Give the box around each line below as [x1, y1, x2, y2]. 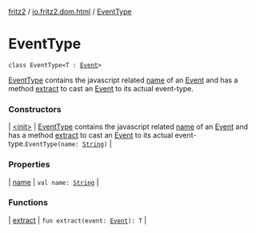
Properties [8, 159, 50, 171]
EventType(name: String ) [25, 140, 108, 149]
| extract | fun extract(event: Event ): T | [8, 215, 147, 225]
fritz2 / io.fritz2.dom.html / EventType [8, 7, 132, 16]
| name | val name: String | [8, 177, 99, 187]
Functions [8, 197, 48, 208]
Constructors [8, 103, 62, 114]
